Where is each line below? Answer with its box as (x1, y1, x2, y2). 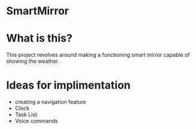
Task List (14, 111, 37, 118)
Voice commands (14, 118, 58, 125)
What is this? (6, 32, 73, 45)
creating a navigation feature (14, 99, 86, 106)
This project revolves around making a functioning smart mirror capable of (6, 51, 190, 59)
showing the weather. (6, 58, 60, 65)
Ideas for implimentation (6, 79, 131, 92)
